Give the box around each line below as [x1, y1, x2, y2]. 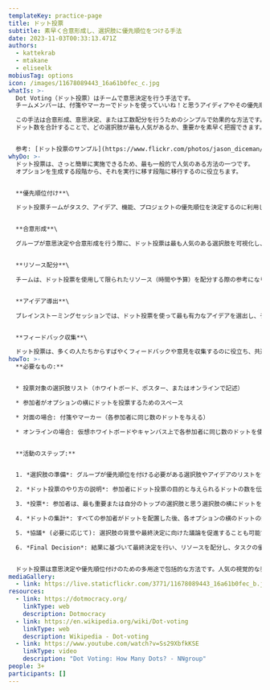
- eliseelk [15, 64, 52, 72]
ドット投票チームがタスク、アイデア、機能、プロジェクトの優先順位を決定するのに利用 [15, 203, 260, 212]
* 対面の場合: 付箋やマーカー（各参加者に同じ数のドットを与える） [15, 413, 210, 421]
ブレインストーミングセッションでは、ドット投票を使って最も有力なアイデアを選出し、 [15, 311, 260, 320]
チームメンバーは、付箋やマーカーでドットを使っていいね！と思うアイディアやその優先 [15, 101, 260, 109]
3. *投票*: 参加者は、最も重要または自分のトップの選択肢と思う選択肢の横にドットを [15, 500, 263, 508]
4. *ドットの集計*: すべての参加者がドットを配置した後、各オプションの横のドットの [15, 515, 262, 523]
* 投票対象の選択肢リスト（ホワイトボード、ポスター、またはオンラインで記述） [15, 384, 243, 392]
